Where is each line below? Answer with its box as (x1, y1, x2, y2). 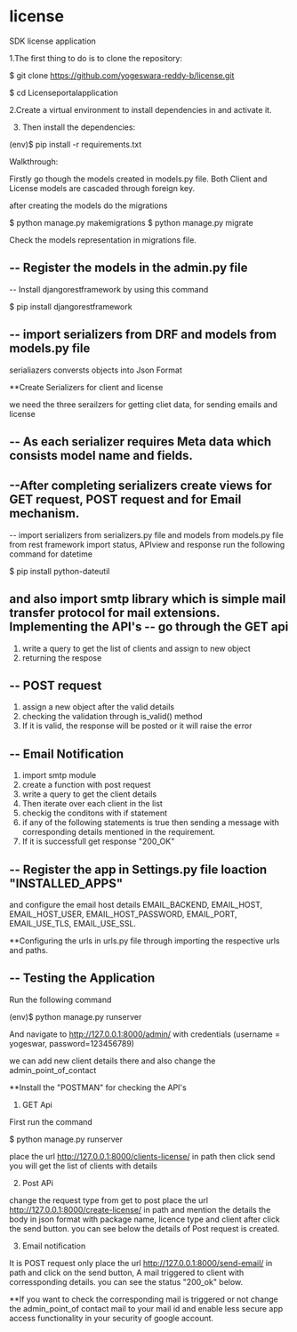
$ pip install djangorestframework (9, 301, 132, 312)
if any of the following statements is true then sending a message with (21, 817, 280, 828)
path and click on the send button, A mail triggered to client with (9, 1267, 245, 1278)
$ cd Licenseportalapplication (9, 87, 118, 98)
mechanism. (9, 506, 80, 521)
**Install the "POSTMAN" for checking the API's (9, 1082, 187, 1093)
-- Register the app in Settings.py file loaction (9, 862, 268, 877)
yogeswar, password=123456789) (9, 1038, 135, 1048)
